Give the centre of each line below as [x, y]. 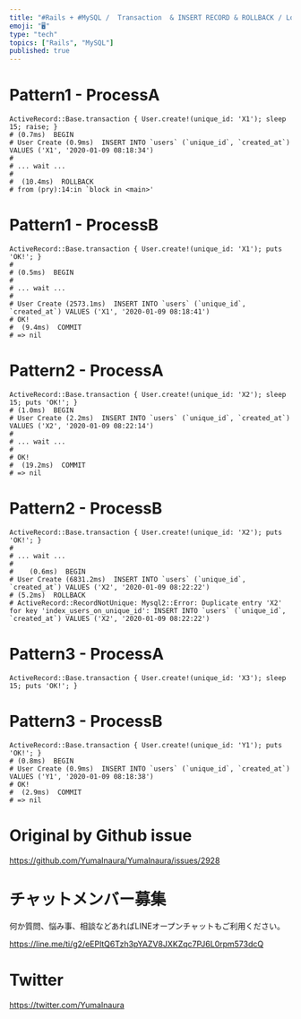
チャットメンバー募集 [88, 899]
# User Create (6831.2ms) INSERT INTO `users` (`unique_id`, [128, 579]
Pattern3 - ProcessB [86, 721]
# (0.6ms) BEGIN [48, 571]
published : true [39, 51]
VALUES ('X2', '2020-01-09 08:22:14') [82, 426]
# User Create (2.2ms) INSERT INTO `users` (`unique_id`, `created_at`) [150, 418]
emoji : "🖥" [30, 26]
